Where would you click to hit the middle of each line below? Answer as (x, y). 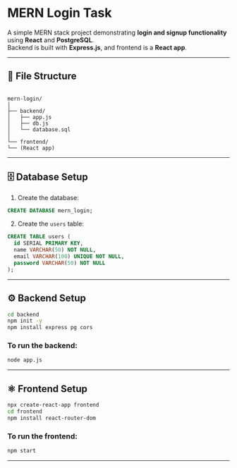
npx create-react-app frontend (53, 405)
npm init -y (25, 321)
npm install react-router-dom (52, 418)
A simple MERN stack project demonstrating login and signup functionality (117, 32)
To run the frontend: (42, 436)
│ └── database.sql (39, 129)
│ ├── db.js (28, 123)
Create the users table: (51, 224)
